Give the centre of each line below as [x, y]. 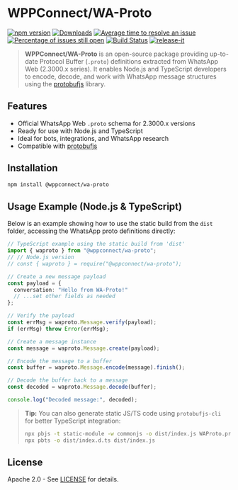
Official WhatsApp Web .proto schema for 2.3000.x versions [107, 123]
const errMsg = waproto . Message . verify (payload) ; [82, 322]
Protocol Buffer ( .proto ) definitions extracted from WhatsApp [129, 61]
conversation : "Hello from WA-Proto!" [71, 290]
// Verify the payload [41, 316]
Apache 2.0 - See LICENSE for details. [63, 479]
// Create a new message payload [57, 277]
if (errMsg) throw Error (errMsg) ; [58, 329]
